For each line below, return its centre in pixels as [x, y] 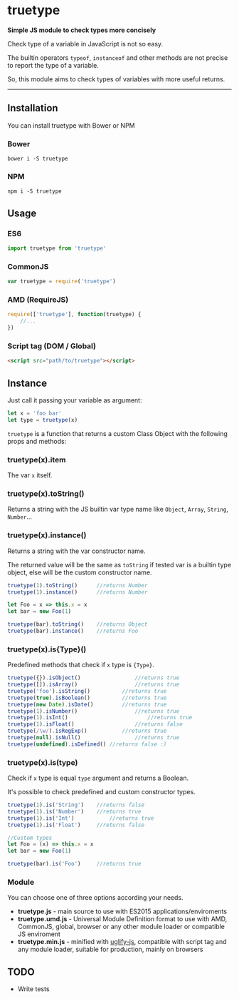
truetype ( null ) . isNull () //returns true [94, 738]
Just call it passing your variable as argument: [75, 400]
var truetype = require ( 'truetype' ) [62, 282]
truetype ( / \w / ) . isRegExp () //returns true [87, 731]
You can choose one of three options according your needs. [95, 898]
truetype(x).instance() [47, 535]
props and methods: [37, 441]
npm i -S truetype [34, 191]
